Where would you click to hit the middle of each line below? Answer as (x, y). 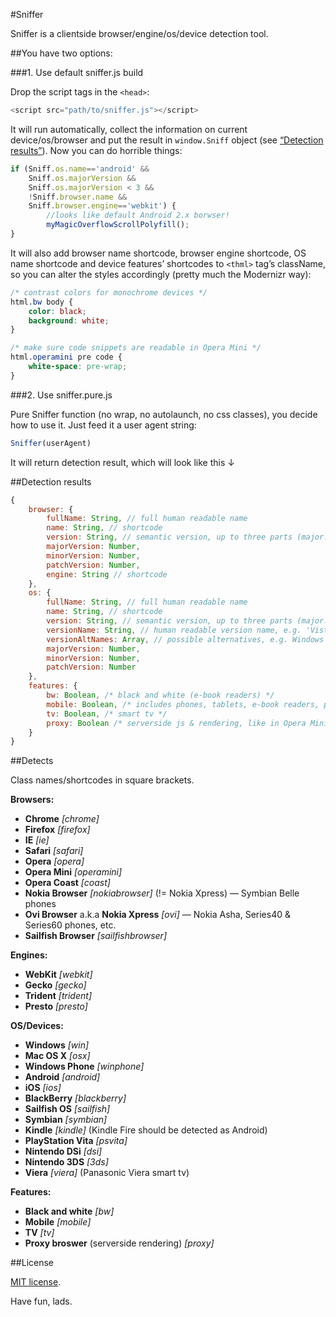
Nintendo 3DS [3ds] (66, 1162)
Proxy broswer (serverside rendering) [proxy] (119, 1243)
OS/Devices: (37, 1026)
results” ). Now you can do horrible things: (96, 150)
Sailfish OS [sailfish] (67, 1109)
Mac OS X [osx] (57, 1056)
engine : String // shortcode (107, 574)
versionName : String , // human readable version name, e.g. (174, 630)
